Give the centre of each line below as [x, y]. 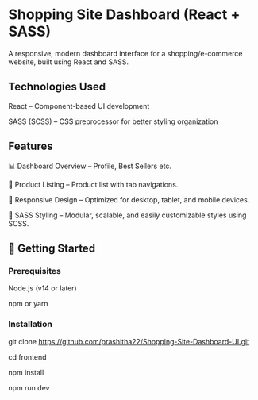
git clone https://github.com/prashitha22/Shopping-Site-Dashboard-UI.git [129, 341]
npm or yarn [29, 304]
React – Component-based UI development [79, 106]
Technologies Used [57, 87]
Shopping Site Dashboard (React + [124, 15]
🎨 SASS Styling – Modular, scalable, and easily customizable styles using [127, 215]
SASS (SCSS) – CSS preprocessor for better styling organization [113, 121]
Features [31, 146]
